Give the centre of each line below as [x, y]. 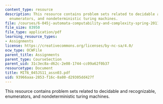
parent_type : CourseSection [33, 59]
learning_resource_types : [31, 37]
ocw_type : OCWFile [24, 50]
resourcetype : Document [29, 69]
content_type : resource [29, 9]
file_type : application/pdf [33, 32]
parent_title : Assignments [32, 55]
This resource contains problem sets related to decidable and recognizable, [81, 91]
